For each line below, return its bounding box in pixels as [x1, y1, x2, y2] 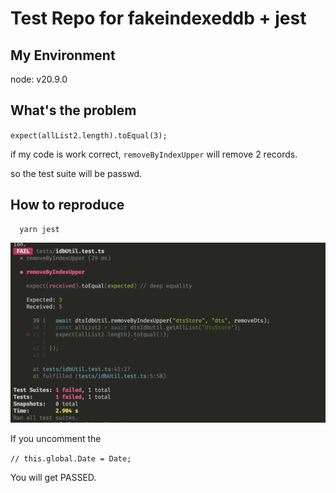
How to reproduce [10, 197, 125, 214]
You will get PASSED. [10, 472, 97, 484]
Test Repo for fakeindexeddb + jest [10, 7, 307, 30]
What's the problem [10, 102, 137, 119]
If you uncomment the [10, 433, 102, 445]
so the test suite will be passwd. [10, 167, 143, 179]
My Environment [10, 47, 116, 64]
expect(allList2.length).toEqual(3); [10, 130, 168, 141]
